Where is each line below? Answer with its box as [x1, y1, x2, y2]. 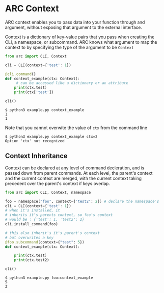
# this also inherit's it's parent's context [5, 230, 100, 236]
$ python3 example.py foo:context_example [5, 275, 93, 280]
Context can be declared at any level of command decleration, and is [5, 165, 145, 171]
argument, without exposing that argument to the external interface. [5, 24, 142, 30]
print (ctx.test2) [14, 258, 50, 263]
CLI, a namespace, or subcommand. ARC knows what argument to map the [5, 39, 157, 45]
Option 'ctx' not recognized [5, 138, 65, 143]
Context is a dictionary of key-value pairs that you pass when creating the [5, 34, 155, 40]
